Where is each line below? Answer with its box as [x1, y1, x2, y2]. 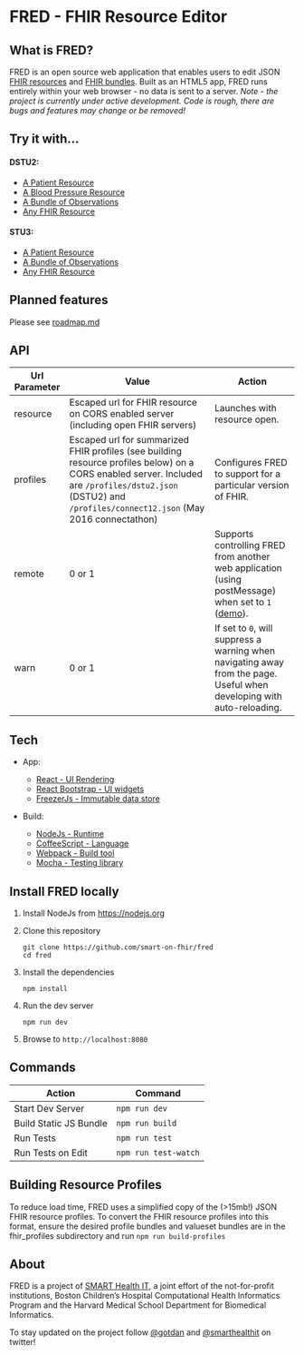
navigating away [214, 656, 285, 669]
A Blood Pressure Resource [22, 186, 125, 197]
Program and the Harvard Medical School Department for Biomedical [9, 1300, 267, 1311]
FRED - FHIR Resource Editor [9, 6, 228, 27]
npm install [22, 985, 68, 994]
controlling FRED [214, 539, 286, 552]
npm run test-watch [116, 1147, 201, 1158]
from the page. [214, 667, 278, 680]
